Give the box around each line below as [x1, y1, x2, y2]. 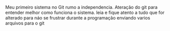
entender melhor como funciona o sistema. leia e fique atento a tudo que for [5, 9, 165, 15]
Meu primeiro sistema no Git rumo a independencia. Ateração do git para [5, 4, 158, 10]
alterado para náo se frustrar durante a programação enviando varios [5, 15, 151, 20]
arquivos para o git [5, 20, 45, 26]
